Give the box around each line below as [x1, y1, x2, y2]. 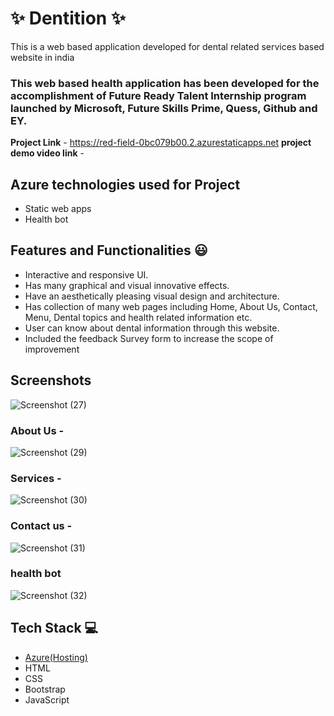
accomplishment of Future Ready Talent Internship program [10, 88, 307, 102]
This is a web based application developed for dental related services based [10, 40, 325, 52]
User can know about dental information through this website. [24, 322, 280, 334]
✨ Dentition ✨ [10, 7, 126, 30]
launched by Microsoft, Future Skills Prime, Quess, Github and [10, 101, 318, 115]
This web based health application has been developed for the [10, 76, 320, 90]
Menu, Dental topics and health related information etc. [24, 311, 253, 323]
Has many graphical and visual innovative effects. [24, 279, 230, 291]
